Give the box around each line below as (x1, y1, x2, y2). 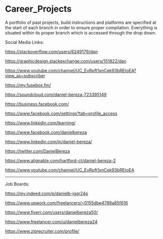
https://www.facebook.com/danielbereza (5, 129, 87, 135)
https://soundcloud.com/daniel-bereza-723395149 (5, 92, 107, 97)
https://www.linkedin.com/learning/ (5, 120, 76, 126)
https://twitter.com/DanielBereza (5, 148, 70, 154)
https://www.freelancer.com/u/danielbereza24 (5, 219, 98, 224)
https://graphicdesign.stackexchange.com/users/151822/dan (5, 58, 127, 64)
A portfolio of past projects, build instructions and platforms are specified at (5, 19, 157, 25)
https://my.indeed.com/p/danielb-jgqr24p (5, 190, 88, 196)
